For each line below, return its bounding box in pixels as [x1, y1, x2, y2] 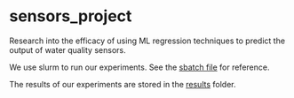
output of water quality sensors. [9, 44, 126, 55]
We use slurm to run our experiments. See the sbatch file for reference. [9, 62, 270, 72]
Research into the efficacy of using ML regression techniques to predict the [9, 35, 286, 46]
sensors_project [9, 6, 132, 26]
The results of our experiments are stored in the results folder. [9, 79, 236, 89]
